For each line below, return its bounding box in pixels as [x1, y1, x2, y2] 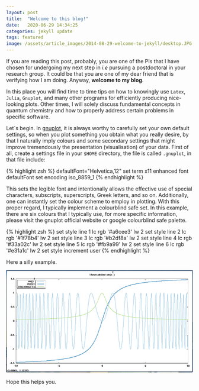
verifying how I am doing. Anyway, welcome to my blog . [6, 77, 144, 83]
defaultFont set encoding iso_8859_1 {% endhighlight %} [6, 174, 144, 180]
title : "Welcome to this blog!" [6, 15, 89, 22]
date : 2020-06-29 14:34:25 [6, 22, 78, 28]
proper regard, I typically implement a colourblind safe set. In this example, [6, 204, 189, 211]
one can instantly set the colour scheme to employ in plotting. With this [6, 198, 179, 205]
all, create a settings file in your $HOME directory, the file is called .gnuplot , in [6, 150, 192, 157]
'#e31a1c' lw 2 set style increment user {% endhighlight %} [6, 247, 150, 254]
